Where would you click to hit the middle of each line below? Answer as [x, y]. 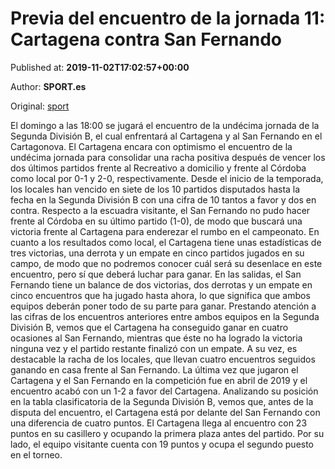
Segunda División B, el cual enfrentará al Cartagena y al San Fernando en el [166, 136]
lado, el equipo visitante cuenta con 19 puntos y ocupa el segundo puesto [162, 444]
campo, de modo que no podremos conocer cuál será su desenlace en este [166, 263]
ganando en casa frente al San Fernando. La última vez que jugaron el [154, 369]
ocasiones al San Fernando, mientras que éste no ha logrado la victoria [156, 338]
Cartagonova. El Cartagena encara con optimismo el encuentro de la [151, 146]
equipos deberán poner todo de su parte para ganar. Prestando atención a [163, 306]
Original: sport [40, 106]
